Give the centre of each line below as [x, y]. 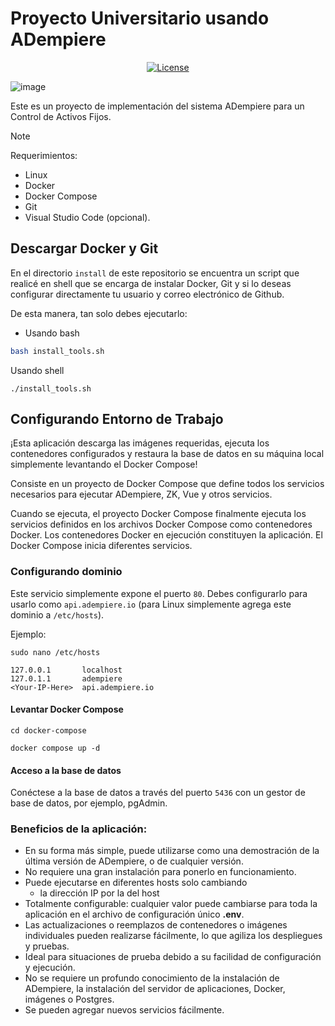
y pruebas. [47, 946]
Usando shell [37, 370]
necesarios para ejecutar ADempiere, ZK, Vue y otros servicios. [141, 494]
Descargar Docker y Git [84, 248]
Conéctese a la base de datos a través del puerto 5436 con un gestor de [158, 793]
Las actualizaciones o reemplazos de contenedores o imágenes [156, 925]
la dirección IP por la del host [99, 893]
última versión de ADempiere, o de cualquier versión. [134, 861]
